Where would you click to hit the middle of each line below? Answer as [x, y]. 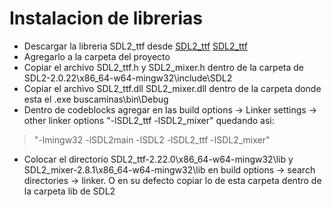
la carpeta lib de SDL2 [69, 191]
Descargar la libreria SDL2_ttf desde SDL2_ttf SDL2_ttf [135, 46]
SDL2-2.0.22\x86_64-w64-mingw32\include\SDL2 [128, 78]
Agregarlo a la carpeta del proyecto [97, 56]
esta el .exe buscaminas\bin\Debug [96, 99]
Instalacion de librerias [106, 18]
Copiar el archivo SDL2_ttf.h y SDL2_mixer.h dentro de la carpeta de [164, 67]
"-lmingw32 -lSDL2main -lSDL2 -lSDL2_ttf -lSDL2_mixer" [152, 139]
